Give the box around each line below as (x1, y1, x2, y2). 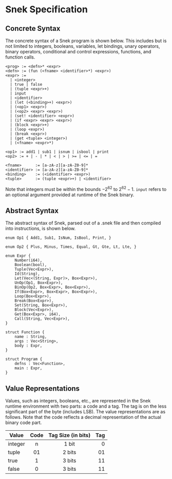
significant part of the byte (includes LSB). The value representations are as (5, 409, 166, 415)
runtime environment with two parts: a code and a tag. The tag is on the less (5, 403, 167, 409)
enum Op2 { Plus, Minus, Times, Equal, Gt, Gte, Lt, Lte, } (5, 244, 137, 250)
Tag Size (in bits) (48, 432, 91, 439)
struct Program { (5, 357, 43, 362)
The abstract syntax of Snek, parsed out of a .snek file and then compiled (5, 220, 161, 226)
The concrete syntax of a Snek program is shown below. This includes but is (5, 37, 167, 44)
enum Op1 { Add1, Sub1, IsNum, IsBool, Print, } (5, 235, 111, 241)
